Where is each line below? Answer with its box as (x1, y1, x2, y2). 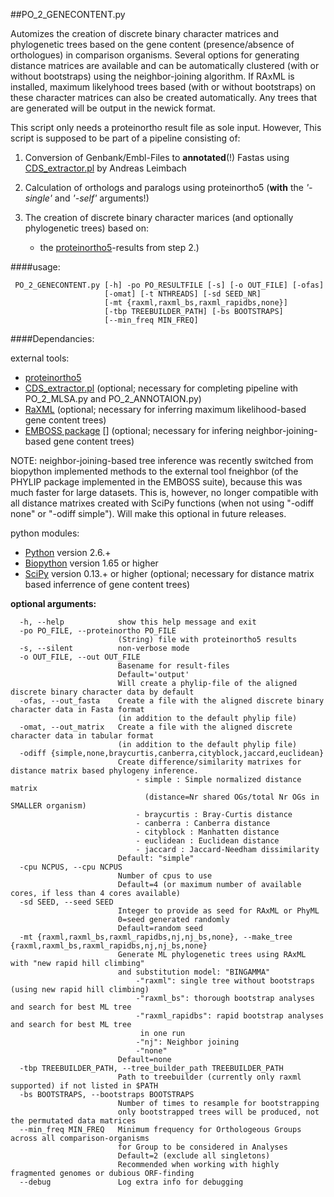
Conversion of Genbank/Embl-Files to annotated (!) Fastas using (24, 152, 290, 163)
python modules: (10, 527, 80, 539)
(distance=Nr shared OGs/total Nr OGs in (144, 792, 320, 802)
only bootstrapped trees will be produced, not (117, 1107, 320, 1117)
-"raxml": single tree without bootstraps (135, 976, 315, 986)
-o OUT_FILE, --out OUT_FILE (19, 652, 141, 662)
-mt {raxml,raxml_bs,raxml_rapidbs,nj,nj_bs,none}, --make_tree (19, 932, 293, 942)
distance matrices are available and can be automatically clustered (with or (10, 60, 320, 71)
